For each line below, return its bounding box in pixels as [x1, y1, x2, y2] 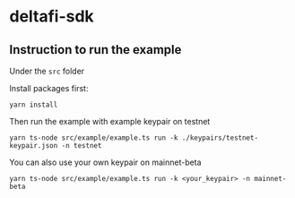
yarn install [9, 100, 58, 109]
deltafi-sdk [9, 6, 94, 27]
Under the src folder [9, 65, 85, 76]
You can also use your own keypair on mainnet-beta [9, 157, 202, 168]
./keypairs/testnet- [181, 133, 258, 142]
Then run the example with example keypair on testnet [9, 116, 211, 126]
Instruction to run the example [9, 42, 182, 57]
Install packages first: [9, 83, 89, 93]
